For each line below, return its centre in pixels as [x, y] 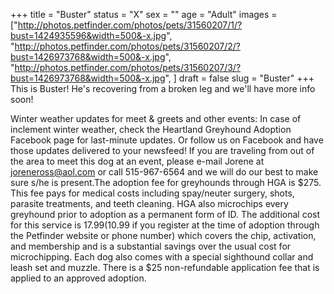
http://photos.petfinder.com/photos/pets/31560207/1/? [130, 25]
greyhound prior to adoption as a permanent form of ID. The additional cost [165, 214]
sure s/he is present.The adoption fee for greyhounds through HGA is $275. [166, 182]
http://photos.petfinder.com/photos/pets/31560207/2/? [127, 46]
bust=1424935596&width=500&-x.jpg [88, 35]
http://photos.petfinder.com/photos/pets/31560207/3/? [128, 67]
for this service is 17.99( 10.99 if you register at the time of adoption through [165, 225]
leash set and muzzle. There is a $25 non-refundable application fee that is [165, 267]
